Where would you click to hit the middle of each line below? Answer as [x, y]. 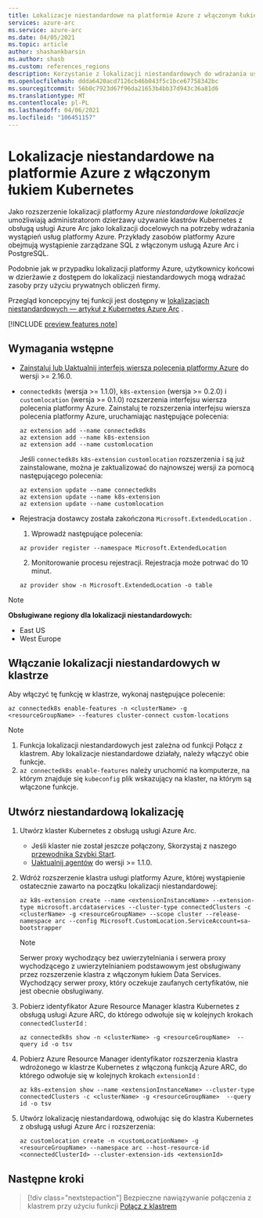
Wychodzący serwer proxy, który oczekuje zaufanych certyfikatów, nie [134, 983]
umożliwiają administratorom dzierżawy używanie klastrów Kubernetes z [125, 220]
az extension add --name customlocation [86, 444]
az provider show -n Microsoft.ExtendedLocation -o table [116, 585]
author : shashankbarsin [47, 52]
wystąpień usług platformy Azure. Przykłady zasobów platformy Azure [122, 236]
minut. [41, 571]
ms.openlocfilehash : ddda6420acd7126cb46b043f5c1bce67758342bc [113, 81]
